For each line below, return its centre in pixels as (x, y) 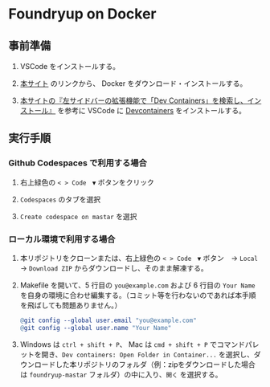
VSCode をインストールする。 (70, 66)
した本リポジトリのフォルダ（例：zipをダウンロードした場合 (155, 364)
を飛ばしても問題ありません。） (71, 305)
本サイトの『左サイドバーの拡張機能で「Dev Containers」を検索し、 (133, 100)
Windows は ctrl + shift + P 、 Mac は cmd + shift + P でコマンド (132, 344)
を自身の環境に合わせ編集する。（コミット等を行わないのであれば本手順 (138, 295)
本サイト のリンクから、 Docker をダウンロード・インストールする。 (133, 84)
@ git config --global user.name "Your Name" (96, 328)
